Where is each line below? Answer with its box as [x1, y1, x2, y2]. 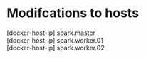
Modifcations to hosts [6, 5, 140, 21]
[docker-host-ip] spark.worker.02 [6, 43, 105, 52]
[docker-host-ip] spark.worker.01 [6, 36, 104, 44]
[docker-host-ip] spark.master [6, 28, 95, 37]
